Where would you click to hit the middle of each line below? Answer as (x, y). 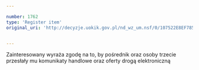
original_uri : (24, 28)
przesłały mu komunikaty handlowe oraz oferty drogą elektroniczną (88, 61)
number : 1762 (22, 16)
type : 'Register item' (34, 22)
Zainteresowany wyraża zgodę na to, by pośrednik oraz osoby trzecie (91, 55)
